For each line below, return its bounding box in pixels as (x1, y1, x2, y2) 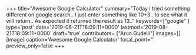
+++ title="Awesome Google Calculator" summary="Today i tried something (6, 5, 190, 12)
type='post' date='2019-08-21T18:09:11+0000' (6, 23, 119, 30)
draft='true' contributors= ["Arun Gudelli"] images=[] (52, 30, 181, 37)
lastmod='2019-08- (120, 23, 168, 30)
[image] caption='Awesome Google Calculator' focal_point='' (6, 36, 154, 43)
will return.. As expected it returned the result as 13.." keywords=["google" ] (6, 18, 190, 24)
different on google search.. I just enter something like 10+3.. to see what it (6, 11, 187, 18)
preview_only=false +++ (6, 42, 65, 49)
